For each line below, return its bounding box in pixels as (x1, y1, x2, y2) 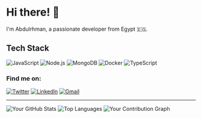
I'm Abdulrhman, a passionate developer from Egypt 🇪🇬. (6, 25, 148, 33)
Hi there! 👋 (6, 5, 60, 19)
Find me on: (6, 74, 41, 82)
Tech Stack (6, 43, 49, 54)
